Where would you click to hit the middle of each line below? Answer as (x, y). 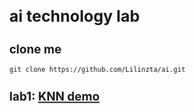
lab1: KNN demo (55, 96)
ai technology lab (75, 16)
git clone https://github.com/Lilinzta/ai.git (97, 69)
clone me (36, 49)
